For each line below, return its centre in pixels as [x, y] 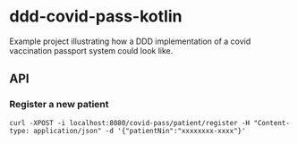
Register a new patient [59, 105]
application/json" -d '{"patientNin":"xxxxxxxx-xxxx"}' [139, 131]
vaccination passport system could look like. [91, 50]
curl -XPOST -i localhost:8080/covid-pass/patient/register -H [130, 123]
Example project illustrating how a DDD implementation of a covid [130, 41]
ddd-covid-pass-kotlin [96, 17]
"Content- [272, 123]
